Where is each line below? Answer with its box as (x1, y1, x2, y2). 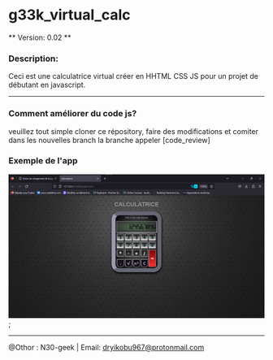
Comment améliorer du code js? (8, 108, 137, 119)
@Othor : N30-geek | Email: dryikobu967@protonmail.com (8, 342, 205, 352)
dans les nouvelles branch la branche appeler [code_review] (8, 135, 211, 145)
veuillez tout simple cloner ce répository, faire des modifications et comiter (8, 126, 258, 136)
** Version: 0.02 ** (8, 33, 71, 42)
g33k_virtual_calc (8, 6, 131, 24)
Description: (8, 53, 58, 64)
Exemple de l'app (8, 155, 79, 167)
